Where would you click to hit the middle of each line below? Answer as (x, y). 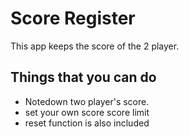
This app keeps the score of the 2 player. (95, 46)
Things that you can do (83, 77)
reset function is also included (87, 123)
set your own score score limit (87, 112)
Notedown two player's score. (87, 101)
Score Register (73, 18)
